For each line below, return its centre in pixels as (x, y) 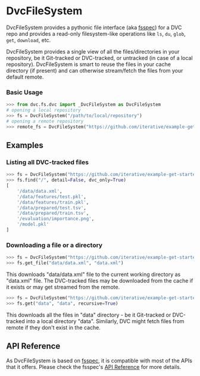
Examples (25, 145)
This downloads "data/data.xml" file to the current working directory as (93, 274)
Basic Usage (25, 92)
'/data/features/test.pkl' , (51, 197)
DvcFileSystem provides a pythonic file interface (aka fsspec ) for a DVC (94, 27)
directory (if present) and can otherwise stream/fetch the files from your (95, 70)
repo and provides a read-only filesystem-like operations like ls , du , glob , (96, 33)
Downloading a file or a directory (54, 245)
